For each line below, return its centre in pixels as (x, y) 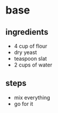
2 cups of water (33, 65)
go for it (23, 104)
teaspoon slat (30, 59)
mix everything (32, 97)
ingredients (27, 32)
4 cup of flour (30, 46)
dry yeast (25, 52)
